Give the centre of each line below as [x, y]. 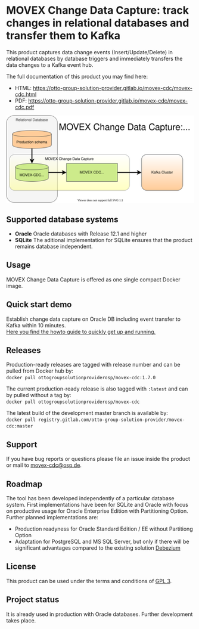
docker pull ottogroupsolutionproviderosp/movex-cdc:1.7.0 [81, 378]
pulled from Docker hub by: [40, 371]
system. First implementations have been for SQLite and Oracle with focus [97, 505]
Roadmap [24, 484]
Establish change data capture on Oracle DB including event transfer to [93, 319]
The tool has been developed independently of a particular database [90, 498]
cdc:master [20, 426]
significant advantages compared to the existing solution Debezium [97, 548]
